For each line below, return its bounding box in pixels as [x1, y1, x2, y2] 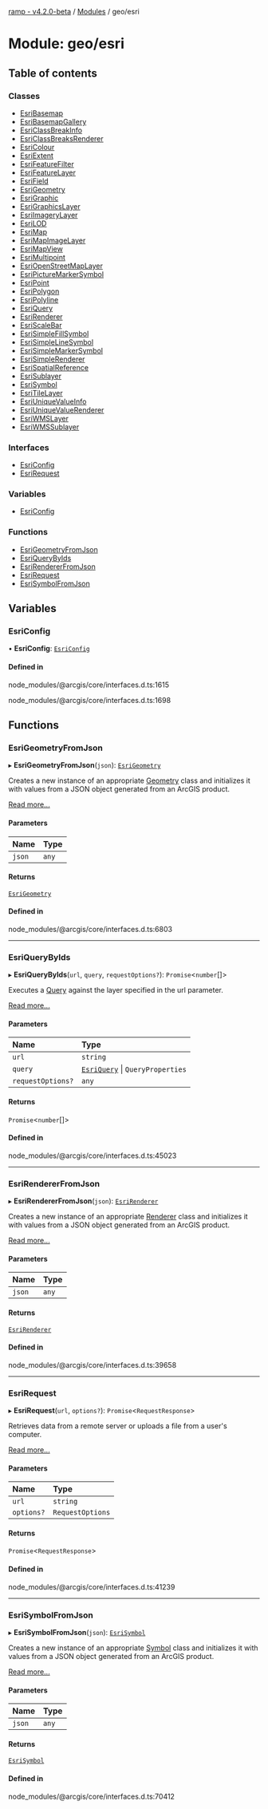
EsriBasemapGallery [19, 117, 87, 126]
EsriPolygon [19, 286, 60, 296]
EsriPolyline [19, 294, 59, 304]
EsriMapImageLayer [19, 235, 86, 245]
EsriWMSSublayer [19, 422, 80, 432]
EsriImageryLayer [19, 210, 78, 219]
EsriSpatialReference [19, 362, 89, 372]
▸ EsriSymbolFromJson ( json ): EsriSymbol [8, 1627, 146, 1637]
